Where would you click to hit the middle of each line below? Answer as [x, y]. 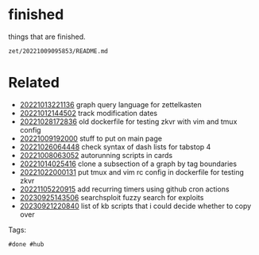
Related [34, 83]
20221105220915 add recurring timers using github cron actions [124, 189]
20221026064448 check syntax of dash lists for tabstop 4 [115, 147]
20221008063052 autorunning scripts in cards [96, 155]
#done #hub [26, 244]
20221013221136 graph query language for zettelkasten [111, 104]
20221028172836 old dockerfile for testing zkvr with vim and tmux [128, 122]
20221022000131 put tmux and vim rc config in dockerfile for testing [132, 172]
